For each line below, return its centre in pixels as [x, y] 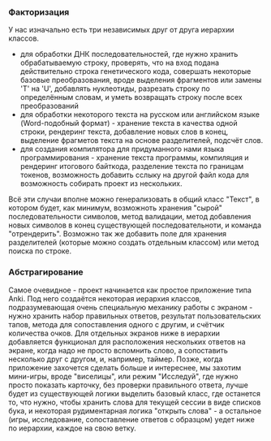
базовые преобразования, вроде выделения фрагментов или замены [141, 80]
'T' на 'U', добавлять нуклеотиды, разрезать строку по [115, 89]
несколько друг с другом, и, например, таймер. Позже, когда [116, 359]
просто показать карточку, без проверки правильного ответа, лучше [129, 385]
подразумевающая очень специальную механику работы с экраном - [131, 307]
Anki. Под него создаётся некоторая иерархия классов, [105, 298]
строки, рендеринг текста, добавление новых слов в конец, [124, 132]
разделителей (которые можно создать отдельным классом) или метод [134, 243]
